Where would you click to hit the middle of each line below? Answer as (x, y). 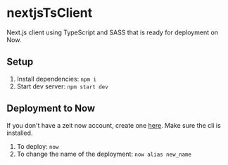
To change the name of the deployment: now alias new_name (104, 154)
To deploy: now (38, 146)
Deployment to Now (51, 108)
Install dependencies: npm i (56, 79)
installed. (20, 133)
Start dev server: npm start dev (62, 86)
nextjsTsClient (50, 13)
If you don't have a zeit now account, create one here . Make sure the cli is (114, 125)
